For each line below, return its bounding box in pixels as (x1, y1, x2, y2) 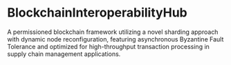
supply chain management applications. (7, 50, 121, 58)
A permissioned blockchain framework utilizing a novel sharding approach (7, 28, 219, 36)
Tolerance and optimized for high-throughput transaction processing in (7, 42, 210, 50)
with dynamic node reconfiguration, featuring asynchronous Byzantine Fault (7, 35, 224, 43)
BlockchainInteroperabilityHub (7, 5, 188, 21)
